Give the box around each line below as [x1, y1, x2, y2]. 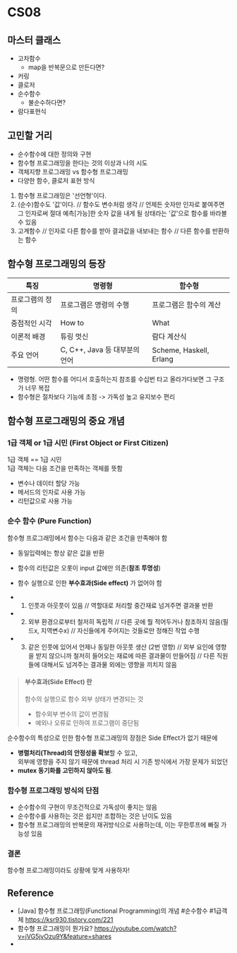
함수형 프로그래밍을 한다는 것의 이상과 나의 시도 [17, 158, 148, 167]
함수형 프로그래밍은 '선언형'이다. [17, 191, 107, 200]
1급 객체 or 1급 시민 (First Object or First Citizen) [7, 438, 169, 448]
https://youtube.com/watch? [94, 924, 177, 933]
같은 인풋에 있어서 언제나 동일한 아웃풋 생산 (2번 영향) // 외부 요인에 [28, 642, 214, 651]
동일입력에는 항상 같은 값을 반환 [17, 549, 104, 557]
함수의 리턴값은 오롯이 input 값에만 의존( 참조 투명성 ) [17, 563, 161, 572]
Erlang [152, 354, 174, 364]
